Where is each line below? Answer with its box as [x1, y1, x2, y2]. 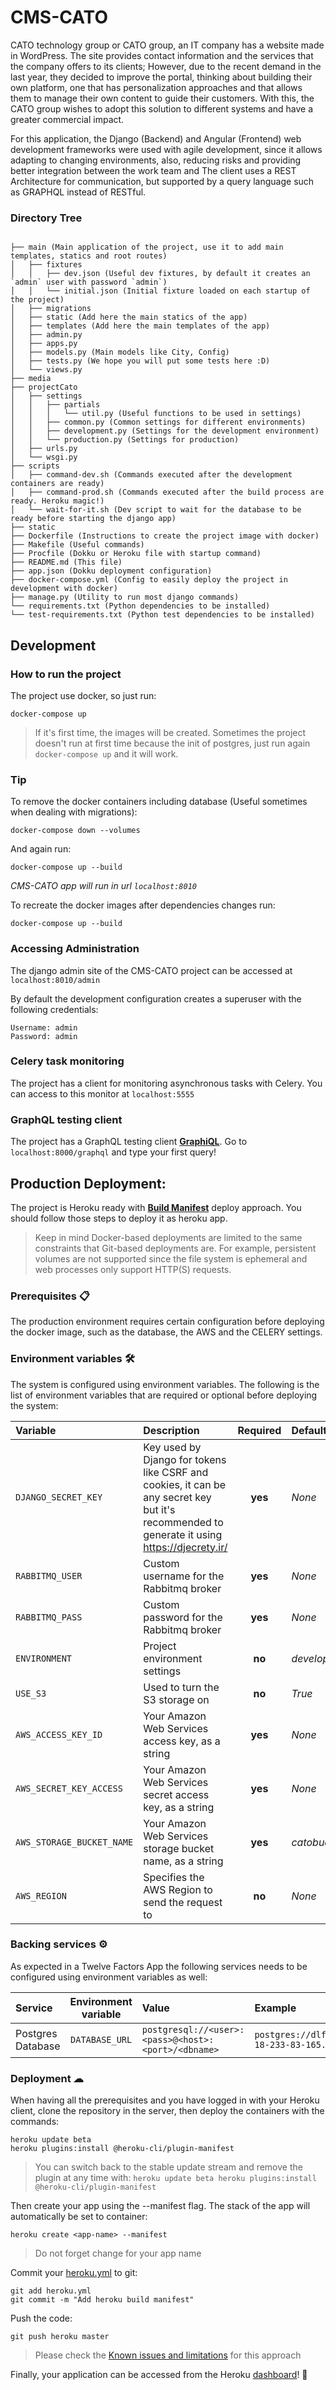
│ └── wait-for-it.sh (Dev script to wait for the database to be [10, 505, 302, 515]
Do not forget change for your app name [34, 2247, 202, 2260]
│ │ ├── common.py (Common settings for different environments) [10, 417, 307, 428]
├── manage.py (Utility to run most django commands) [10, 592, 240, 603]
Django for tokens [143, 1452, 227, 1466]
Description [143, 1423, 200, 1437]
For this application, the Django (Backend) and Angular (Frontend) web [10, 132, 302, 145]
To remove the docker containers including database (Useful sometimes [10, 796, 308, 808]
